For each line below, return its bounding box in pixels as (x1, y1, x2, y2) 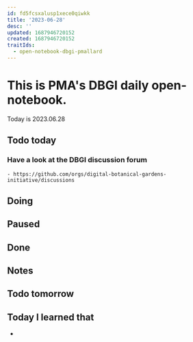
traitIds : (7, 42, 36, 49)
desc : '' (7, 23, 32, 29)
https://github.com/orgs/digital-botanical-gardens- (13, 170, 167, 178)
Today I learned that (7, 311, 94, 323)
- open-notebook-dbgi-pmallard (13, 49, 103, 55)
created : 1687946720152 (7, 36, 75, 42)
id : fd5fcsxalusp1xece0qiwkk (7, 10, 90, 17)
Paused (7, 218, 40, 230)
